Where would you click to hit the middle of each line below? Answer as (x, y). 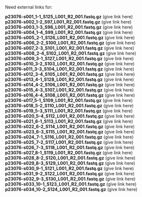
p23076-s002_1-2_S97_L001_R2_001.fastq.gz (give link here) (68, 22)
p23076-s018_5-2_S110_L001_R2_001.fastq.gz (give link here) (69, 106)
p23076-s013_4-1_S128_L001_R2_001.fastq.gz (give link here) (70, 79)
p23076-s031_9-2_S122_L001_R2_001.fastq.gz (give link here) (70, 174)
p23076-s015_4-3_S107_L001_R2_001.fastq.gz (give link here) (70, 90)
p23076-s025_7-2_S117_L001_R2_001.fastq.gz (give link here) (69, 142)
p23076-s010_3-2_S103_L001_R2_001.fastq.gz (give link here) (70, 64)
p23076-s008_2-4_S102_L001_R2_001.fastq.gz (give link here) (71, 53)
